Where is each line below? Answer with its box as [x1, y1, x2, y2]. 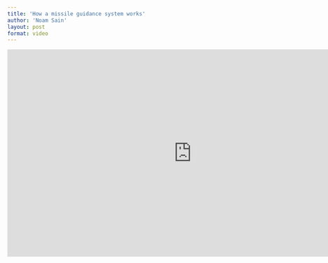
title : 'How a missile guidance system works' [7, 10, 146, 18]
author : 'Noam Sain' [7, 17, 68, 24]
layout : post [7, 23, 46, 30]
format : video [7, 29, 49, 37]
